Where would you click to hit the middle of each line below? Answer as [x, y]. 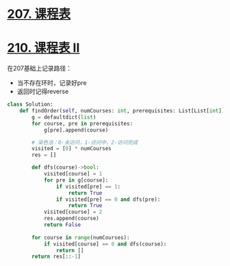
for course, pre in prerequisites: [82, 123]
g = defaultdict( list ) [64, 117]
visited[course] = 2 [73, 212]
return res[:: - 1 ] [56, 257]
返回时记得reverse [43, 92]
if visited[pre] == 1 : [88, 186]
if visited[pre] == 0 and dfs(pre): [108, 199]
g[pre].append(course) [76, 130]
